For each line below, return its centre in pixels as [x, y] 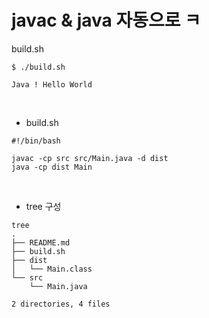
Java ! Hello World [52, 84]
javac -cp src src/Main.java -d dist [90, 158]
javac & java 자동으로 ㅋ [106, 20]
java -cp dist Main [52, 167]
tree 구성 [43, 206]
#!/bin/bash [36, 141]
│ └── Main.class [52, 269]
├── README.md [41, 242]
